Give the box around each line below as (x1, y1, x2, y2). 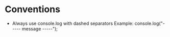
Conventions (5, 4, 61, 15)
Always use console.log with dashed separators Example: (12, 20, 134, 26)
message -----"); (21, 25, 58, 31)
